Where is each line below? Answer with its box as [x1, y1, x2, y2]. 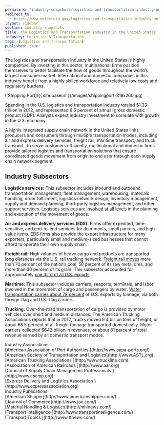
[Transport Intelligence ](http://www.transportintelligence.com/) [5, 409, 133, 415]
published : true [5, 44, 38, 48]
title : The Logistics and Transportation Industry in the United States [5, 30, 156, 35]
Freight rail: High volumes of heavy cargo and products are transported [5, 251, 149, 257]
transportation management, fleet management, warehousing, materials [5, 190, 150, 196]
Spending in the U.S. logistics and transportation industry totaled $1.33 [5, 102, 147, 108]
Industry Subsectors [5, 172, 69, 181]
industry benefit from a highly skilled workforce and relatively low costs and [5, 78, 158, 84]
